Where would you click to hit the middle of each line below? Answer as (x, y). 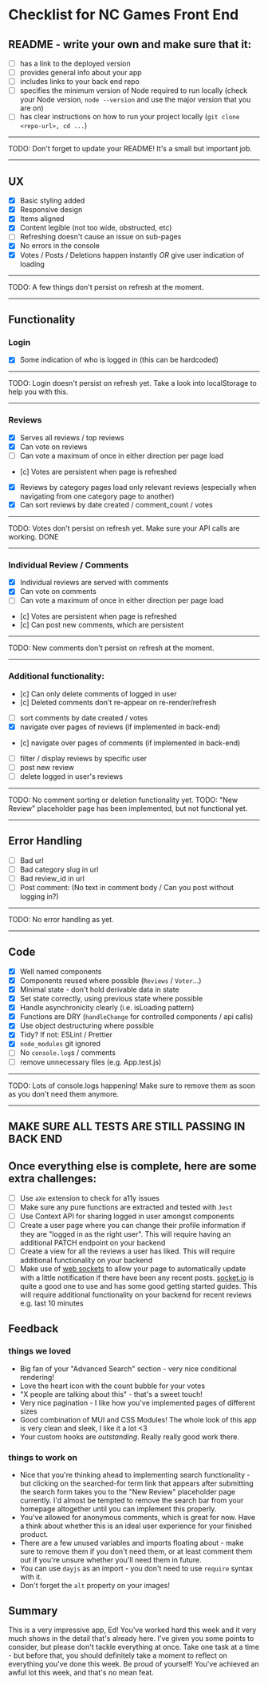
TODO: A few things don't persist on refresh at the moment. (106, 287)
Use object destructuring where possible (87, 1025)
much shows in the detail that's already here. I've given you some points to (131, 1638)
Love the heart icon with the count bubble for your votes (112, 1386)
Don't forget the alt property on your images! (95, 1586)
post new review (47, 767)
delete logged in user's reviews (71, 776)
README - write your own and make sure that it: (130, 44)
